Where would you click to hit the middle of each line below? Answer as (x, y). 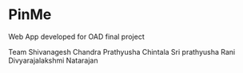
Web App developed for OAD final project (77, 36)
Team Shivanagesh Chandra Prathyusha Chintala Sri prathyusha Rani (122, 52)
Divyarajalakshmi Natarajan (53, 60)
